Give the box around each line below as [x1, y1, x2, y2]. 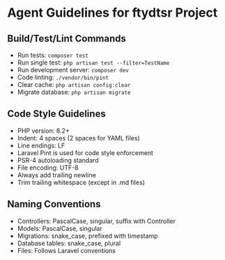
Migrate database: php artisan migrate [17, 88, 131, 96]
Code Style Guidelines [7, 108, 106, 120]
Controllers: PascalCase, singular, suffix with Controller [17, 217, 176, 225]
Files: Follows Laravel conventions [17, 246, 116, 254]
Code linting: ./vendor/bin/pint [17, 73, 109, 81]
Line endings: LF [17, 141, 65, 149]
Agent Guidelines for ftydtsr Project [7, 5, 218, 21]
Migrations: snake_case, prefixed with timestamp [17, 231, 158, 240]
